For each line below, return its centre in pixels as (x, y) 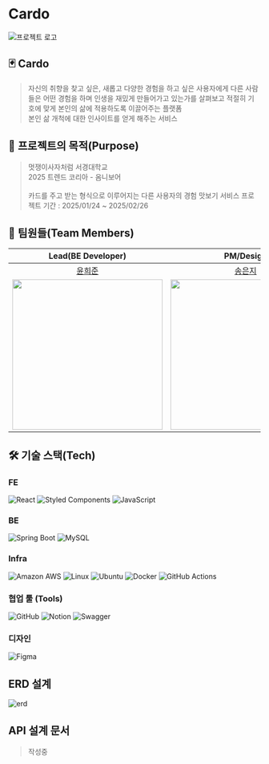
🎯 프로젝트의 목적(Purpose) (74, 146)
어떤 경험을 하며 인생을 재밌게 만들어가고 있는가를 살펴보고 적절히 (145, 98)
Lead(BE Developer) (87, 256)
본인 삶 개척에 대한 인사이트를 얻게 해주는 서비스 (102, 118)
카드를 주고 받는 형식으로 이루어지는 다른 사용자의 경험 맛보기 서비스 (134, 195)
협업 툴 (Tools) (36, 598)
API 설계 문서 (39, 731)
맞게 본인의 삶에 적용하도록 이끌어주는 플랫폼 (112, 108)
